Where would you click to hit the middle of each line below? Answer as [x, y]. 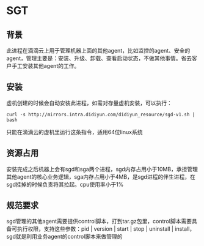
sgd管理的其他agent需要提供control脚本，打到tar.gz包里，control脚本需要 [99, 222]
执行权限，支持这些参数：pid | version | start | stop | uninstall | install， [106, 229]
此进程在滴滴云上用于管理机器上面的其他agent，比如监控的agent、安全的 [98, 50]
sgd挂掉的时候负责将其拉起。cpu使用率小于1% [65, 184]
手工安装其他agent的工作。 [46, 66]
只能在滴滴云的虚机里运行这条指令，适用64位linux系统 [75, 132]
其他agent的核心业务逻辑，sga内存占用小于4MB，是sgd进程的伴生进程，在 [101, 177]
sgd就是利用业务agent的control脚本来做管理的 [65, 237]
